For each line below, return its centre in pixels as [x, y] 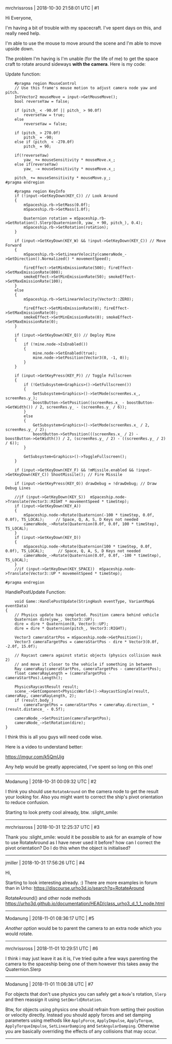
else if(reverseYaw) [36, 164]
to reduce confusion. [27, 802]
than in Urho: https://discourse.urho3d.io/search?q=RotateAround [75, 888]
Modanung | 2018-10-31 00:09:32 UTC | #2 [51, 781]
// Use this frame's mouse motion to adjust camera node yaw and [86, 88]
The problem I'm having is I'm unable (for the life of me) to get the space [82, 59]
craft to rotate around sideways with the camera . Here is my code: [76, 64]
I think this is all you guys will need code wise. [54, 737]
